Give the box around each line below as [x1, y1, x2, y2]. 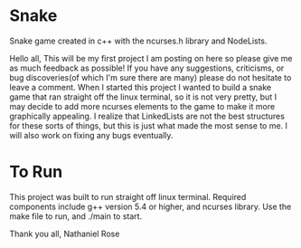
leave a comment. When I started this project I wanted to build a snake [9, 81, 272, 92]
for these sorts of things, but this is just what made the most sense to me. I [9, 119, 287, 131]
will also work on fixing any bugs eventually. [9, 129, 174, 140]
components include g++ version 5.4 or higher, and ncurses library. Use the [9, 201, 292, 212]
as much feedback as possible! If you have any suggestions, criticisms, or [9, 62, 285, 73]
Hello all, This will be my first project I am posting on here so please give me [9, 52, 293, 63]
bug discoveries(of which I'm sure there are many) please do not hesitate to [9, 72, 292, 82]
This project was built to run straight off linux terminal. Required [9, 191, 247, 202]
